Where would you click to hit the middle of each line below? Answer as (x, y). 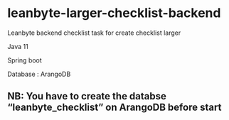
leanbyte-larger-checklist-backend (114, 13)
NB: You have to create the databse (87, 96)
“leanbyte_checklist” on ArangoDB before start (114, 108)
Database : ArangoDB (39, 74)
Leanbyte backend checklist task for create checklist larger (94, 33)
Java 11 (18, 46)
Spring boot (25, 60)
